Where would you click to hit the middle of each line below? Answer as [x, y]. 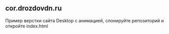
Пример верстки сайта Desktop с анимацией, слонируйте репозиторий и [84, 20]
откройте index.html [27, 26]
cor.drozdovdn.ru [33, 8]
